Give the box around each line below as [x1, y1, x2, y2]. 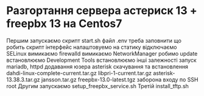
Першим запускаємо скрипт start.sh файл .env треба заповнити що [6, 37, 181, 44]
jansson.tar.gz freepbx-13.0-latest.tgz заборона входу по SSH [41, 76, 199, 83]
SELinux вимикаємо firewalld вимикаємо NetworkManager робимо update [6, 50, 198, 57]
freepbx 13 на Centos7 [6, 17, 122, 31]
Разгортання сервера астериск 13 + [6, 4, 197, 18]
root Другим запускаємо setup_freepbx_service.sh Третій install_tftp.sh [6, 82, 189, 89]
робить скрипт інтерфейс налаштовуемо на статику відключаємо [6, 43, 177, 51]
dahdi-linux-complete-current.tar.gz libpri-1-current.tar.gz [6, 69, 152, 76]
